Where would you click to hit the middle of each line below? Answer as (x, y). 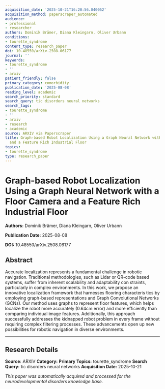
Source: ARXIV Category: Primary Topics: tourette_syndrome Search (76, 361)
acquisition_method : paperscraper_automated (51, 14)
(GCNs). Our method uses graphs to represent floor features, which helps (80, 303)
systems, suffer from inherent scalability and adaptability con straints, (76, 282)
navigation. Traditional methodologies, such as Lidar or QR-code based (77, 277)
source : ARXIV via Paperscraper (38, 133)
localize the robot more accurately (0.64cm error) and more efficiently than (81, 309)
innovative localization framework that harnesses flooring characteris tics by (82, 293)
